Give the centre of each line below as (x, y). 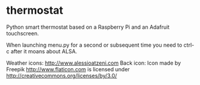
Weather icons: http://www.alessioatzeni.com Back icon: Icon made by (94, 63)
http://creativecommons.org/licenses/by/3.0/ (62, 75)
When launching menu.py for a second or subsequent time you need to (94, 45)
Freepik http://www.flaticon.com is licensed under (68, 69)
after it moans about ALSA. (44, 51)
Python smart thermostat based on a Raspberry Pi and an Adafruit (88, 27)
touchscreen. (23, 33)
